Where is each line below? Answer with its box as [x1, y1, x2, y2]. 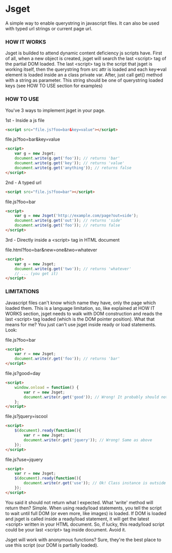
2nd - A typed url [5, 179, 42, 185]
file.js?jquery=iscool [5, 413, 48, 420]
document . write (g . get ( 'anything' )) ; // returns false [14, 165, 132, 170]
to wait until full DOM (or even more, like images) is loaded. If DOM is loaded [5, 510, 166, 516]
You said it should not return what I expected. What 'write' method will [5, 499, 154, 505]
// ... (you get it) [14, 271, 58, 276]
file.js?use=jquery [5, 456, 43, 462]
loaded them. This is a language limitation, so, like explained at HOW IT [5, 305, 155, 311]
